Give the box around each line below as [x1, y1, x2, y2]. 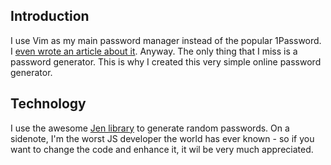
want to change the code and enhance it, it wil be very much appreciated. [10, 143, 314, 155]
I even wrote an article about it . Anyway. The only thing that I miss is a [10, 45, 298, 57]
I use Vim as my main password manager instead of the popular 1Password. [10, 34, 322, 46]
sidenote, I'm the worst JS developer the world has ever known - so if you [10, 132, 315, 144]
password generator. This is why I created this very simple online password [10, 55, 322, 68]
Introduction [10, 8, 90, 25]
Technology [10, 95, 87, 113]
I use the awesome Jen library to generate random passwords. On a [10, 122, 290, 134]
